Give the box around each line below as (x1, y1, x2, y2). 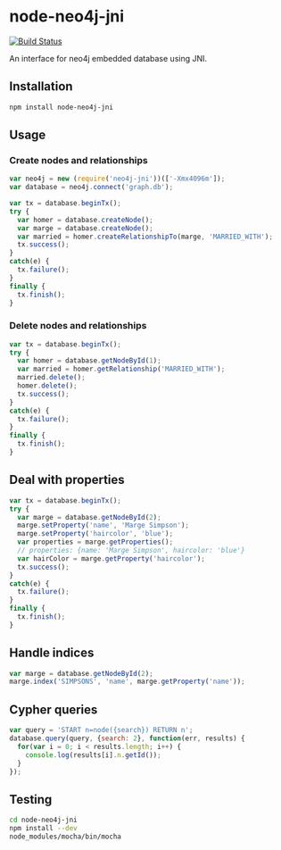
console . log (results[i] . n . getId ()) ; (25, 750, 162, 760)
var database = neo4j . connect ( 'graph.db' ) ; (9, 183, 174, 192)
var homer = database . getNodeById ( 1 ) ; (17, 356, 162, 365)
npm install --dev (9, 824, 78, 833)
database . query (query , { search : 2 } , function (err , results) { (9, 734, 245, 743)
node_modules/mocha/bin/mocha (9, 832, 122, 841)
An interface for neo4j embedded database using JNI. (9, 53, 208, 63)
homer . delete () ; (17, 381, 78, 390)
